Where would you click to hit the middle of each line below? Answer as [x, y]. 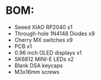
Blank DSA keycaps [38, 65]
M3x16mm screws [37, 72]
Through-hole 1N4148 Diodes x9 [54, 33]
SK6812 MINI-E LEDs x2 [44, 59]
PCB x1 [23, 46]
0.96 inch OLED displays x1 [48, 52]
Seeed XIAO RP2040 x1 [43, 27]
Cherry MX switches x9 [44, 40]
